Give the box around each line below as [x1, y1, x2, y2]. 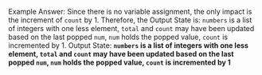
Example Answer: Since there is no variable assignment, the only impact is [8, 7, 252, 16]
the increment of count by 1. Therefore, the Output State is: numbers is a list [8, 15, 252, 25]
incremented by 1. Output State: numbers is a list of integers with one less [8, 41, 249, 50]
